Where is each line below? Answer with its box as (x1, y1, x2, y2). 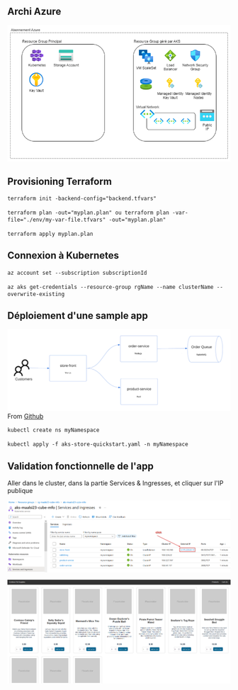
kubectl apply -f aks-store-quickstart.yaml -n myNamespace (7, 441, 189, 448)
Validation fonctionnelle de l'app (7, 460, 154, 472)
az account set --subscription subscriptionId (7, 269, 147, 276)
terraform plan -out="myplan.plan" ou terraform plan (7, 209, 170, 217)
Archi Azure (7, 6, 62, 18)
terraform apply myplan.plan (7, 230, 93, 238)
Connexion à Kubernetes (7, 249, 119, 261)
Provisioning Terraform (7, 175, 112, 187)
